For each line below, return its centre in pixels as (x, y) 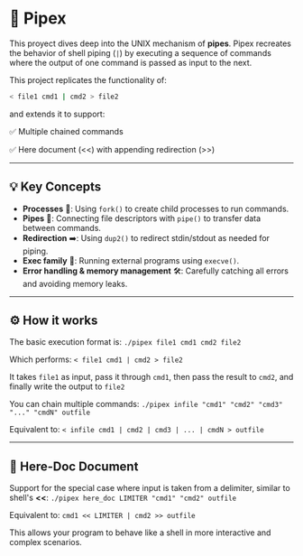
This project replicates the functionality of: (88, 79)
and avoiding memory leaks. (75, 283)
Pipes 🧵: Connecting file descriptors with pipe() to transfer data (142, 218)
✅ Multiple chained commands (66, 131)
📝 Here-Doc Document (74, 466)
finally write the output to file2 (67, 386)
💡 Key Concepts (55, 187)
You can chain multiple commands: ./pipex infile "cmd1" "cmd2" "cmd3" (146, 404)
